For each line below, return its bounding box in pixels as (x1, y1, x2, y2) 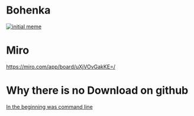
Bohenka (6, 4, 51, 17)
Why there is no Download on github (6, 84, 189, 97)
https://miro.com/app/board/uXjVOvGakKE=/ (6, 63, 116, 70)
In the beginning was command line (6, 103, 93, 110)
